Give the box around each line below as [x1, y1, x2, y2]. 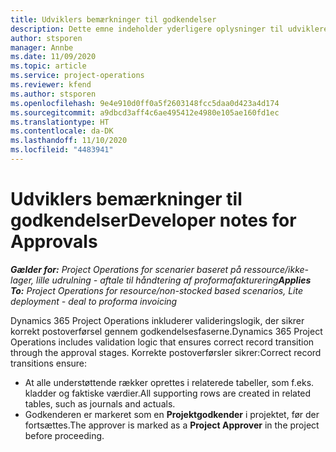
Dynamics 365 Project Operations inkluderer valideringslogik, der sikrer [10, 314, 305, 326]
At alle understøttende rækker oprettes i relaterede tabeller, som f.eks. [24, 376, 315, 388]
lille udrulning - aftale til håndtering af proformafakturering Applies [35, 274, 312, 286]
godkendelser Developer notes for [10, 209, 297, 232]
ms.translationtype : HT [10, 117, 110, 127]
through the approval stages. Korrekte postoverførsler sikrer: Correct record [10, 346, 322, 358]
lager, [10, 274, 35, 286]
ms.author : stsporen [10, 89, 97, 99]
